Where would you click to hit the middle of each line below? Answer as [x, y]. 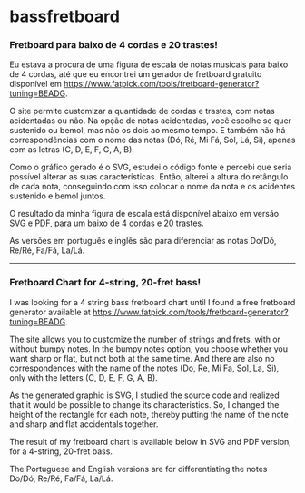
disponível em [35, 84]
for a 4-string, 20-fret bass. [61, 451]
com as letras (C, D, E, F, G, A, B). [72, 150]
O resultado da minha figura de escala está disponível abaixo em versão [144, 214]
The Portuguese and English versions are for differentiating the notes [138, 469]
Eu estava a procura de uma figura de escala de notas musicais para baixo [149, 64]
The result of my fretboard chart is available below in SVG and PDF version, [151, 441]
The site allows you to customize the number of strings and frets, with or [145, 339]
